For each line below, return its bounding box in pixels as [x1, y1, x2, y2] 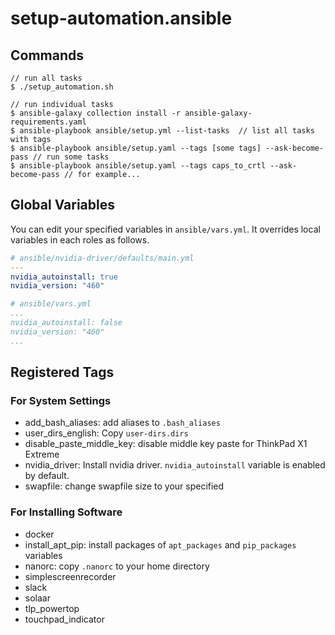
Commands [10, 47, 85, 64]
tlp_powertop [24, 602, 80, 614]
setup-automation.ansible [10, 7, 233, 30]
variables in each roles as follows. [10, 233, 150, 246]
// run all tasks [10, 73, 83, 83]
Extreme [24, 448, 60, 461]
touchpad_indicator [24, 613, 105, 625]
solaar [24, 592, 51, 604]
